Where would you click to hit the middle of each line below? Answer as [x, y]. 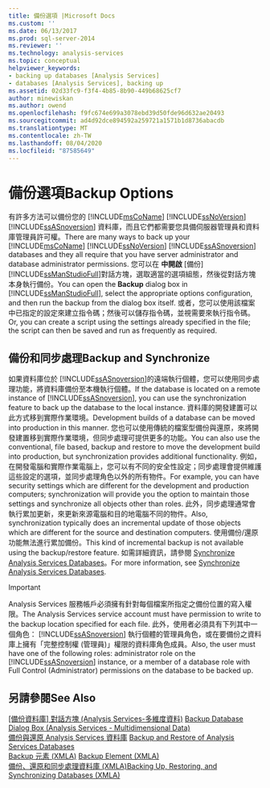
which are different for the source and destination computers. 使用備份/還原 [133, 533]
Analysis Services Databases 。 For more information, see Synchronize [124, 563]
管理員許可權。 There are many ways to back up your [102, 237]
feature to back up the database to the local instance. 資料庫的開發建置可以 [133, 408]
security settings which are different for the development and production [129, 486]
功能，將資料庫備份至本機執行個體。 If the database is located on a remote [138, 389]
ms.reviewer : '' [35, 46]
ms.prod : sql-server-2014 [51, 38]
